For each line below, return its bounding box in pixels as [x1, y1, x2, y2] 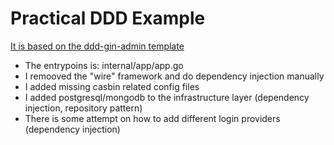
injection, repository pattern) [24, 102, 143, 114]
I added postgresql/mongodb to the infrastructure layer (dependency [24, 91, 310, 103]
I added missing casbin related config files [24, 80, 200, 92]
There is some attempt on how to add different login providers [24, 112, 281, 124]
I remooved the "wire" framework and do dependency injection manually [24, 70, 325, 82]
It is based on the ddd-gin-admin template [10, 40, 185, 52]
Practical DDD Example [10, 7, 206, 30]
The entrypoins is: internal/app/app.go [24, 59, 184, 71]
